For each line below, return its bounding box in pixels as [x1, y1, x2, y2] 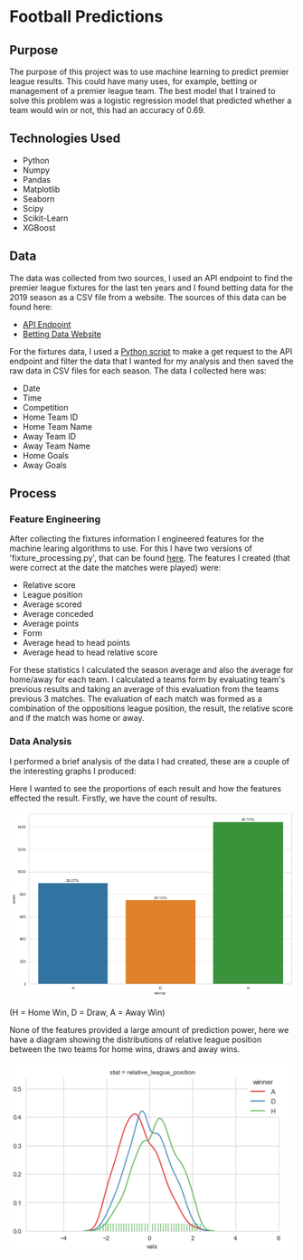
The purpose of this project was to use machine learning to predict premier [9, 66, 289, 77]
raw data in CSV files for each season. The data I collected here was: [9, 365, 267, 376]
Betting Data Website [22, 328, 102, 339]
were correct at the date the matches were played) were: [9, 563, 222, 573]
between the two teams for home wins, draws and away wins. [9, 1044, 241, 1055]
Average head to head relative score [22, 647, 158, 658]
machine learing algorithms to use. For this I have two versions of [9, 543, 253, 554]
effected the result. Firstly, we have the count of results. [9, 792, 218, 803]
